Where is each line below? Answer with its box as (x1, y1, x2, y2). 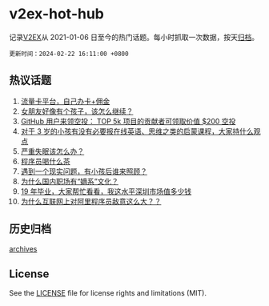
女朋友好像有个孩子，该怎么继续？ (20, 106, 134, 116)
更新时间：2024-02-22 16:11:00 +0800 (9, 50, 129, 58)
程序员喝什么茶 (20, 156, 70, 166)
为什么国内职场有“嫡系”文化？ (20, 176, 119, 186)
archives (9, 244, 38, 253)
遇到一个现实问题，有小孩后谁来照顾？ (20, 166, 147, 176)
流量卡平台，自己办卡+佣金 (20, 96, 110, 106)
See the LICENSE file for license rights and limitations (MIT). (9, 288, 207, 298)
